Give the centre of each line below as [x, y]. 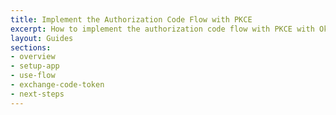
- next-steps [37, 94]
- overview [33, 57]
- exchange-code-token [57, 85]
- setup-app [35, 66]
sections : [31, 47]
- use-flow [33, 76]
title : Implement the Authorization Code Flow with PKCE [131, 19]
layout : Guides [42, 38]
